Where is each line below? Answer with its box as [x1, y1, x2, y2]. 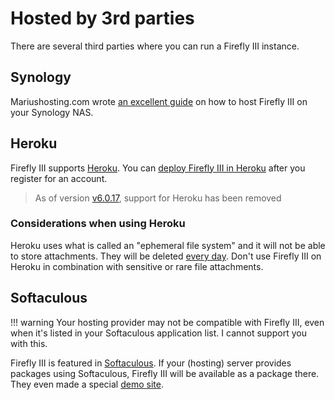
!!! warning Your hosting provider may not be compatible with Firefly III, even [10, 316, 325, 328]
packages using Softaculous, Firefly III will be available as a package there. [10, 367, 320, 379]
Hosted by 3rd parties [10, 7, 195, 30]
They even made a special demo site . [10, 378, 164, 390]
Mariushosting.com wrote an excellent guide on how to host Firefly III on [10, 95, 308, 107]
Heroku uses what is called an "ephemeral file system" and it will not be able [10, 239, 326, 251]
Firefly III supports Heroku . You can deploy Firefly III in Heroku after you [10, 162, 306, 174]
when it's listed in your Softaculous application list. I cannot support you [10, 327, 307, 339]
